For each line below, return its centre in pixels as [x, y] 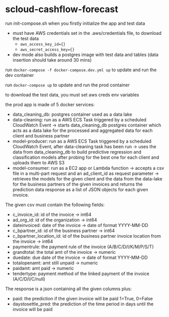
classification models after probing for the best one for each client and [86, 157]
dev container [20, 75]
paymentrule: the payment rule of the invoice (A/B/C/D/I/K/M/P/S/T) [83, 247]
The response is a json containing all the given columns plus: [69, 289]
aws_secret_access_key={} [47, 50]
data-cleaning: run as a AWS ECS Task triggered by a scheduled [79, 119]
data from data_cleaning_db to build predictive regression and [77, 152]
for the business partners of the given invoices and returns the [77, 184]
